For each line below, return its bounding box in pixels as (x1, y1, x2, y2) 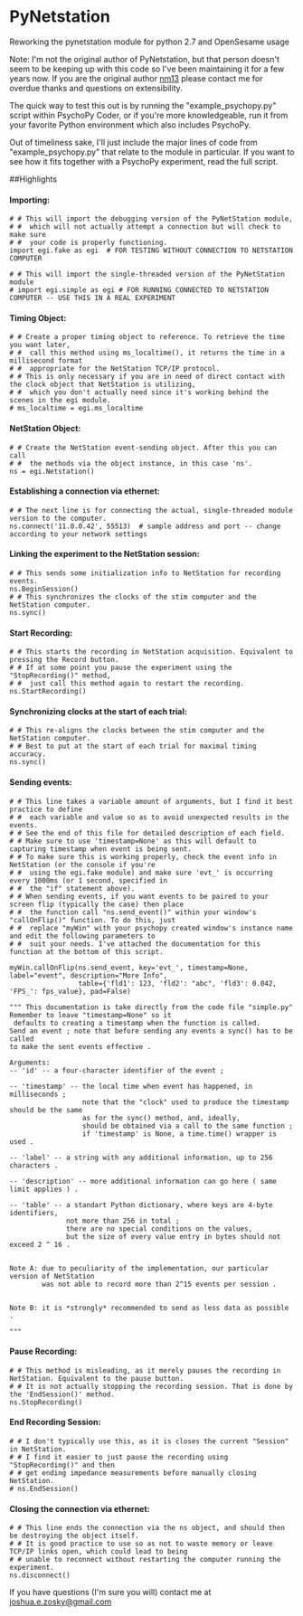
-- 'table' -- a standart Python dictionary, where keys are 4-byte (9, 1200, 273, 1209)
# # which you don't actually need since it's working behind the (9, 388, 270, 397)
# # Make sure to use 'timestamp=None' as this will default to (9, 836, 257, 846)
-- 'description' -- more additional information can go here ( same (9, 1177, 278, 1186)
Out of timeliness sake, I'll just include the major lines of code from (9, 137, 258, 147)
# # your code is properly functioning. (9, 238, 168, 248)
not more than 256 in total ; (66, 1216, 180, 1225)
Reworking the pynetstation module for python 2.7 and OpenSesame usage (9, 36, 289, 47)
